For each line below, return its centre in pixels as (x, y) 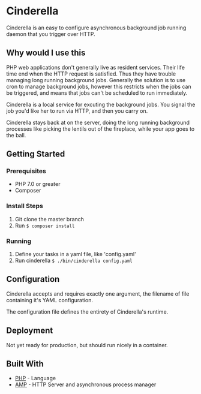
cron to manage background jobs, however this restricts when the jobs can (99, 86)
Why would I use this (46, 53)
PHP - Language (35, 378)
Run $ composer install (45, 225)
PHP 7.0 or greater (37, 184)
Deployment (30, 331)
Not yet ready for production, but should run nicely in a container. (87, 345)
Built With (25, 364)
